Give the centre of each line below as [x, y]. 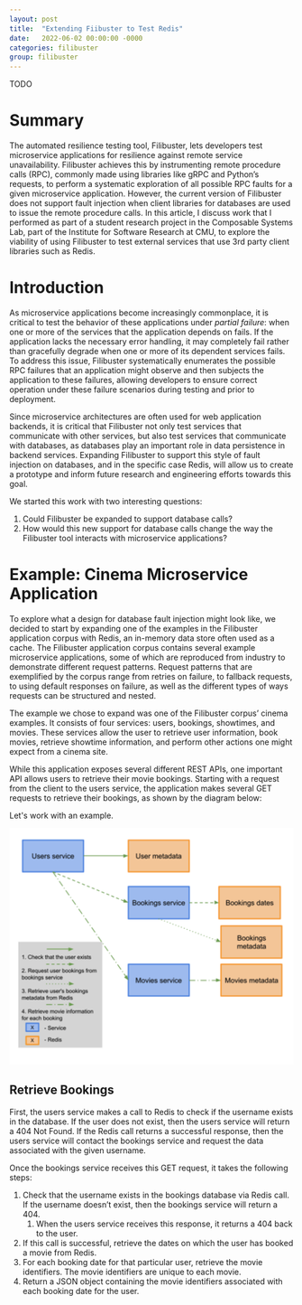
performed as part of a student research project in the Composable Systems [151, 222]
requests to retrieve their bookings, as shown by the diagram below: [136, 798]
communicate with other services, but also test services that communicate [148, 436]
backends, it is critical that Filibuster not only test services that [125, 426]
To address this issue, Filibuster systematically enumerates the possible [143, 361]
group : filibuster [44, 57]
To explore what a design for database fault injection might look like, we [143, 618]
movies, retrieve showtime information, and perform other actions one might [151, 742]
